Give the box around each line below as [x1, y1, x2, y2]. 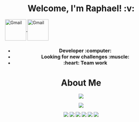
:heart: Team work [63, 59, 108, 66]
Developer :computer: [59, 47, 112, 54]
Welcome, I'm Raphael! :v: [27, 3, 135, 14]
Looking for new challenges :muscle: [41, 53, 129, 60]
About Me [61, 77, 101, 88]
